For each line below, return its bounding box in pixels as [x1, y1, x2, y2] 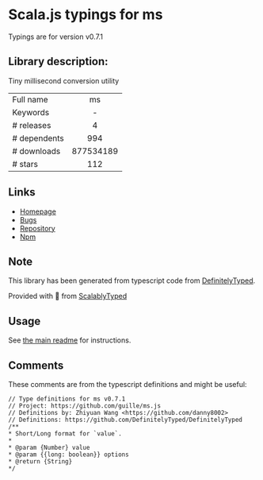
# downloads [12, 145, 61, 157]
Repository [19, 223, 55, 233]
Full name [12, 94, 49, 105]
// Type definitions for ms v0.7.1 [8, 395, 126, 403]
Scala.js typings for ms [8, 6, 163, 24]
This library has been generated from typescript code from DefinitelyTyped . [8, 276, 256, 285]
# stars [12, 158, 38, 169]
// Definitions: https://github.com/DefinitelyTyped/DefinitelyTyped [8, 416, 243, 424]
